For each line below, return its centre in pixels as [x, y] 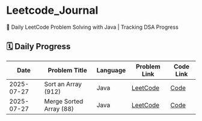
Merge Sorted [64, 101]
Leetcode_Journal [52, 10]
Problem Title [67, 70]
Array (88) [59, 108]
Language [111, 70]
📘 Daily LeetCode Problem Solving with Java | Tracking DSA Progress [92, 27]
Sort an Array [63, 84]
